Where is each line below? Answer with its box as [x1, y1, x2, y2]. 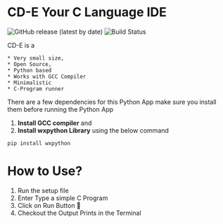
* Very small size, [7, 54, 65, 62]
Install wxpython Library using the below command [17, 126, 169, 134]
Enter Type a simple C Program [17, 194, 108, 202]
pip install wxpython [7, 140, 71, 147]
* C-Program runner [7, 85, 65, 92]
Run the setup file [17, 186, 69, 195]
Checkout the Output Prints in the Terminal [17, 209, 142, 217]
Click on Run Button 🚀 [17, 201, 81, 209]
